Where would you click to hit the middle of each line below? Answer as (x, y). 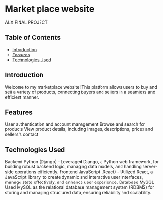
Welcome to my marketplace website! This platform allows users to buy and (81, 87)
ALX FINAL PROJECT (26, 22)
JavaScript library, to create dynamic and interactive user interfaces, (74, 177)
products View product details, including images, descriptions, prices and (79, 129)
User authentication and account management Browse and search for (75, 124)
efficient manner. (22, 97)
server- (150, 167)
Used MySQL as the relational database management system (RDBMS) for (80, 187)
